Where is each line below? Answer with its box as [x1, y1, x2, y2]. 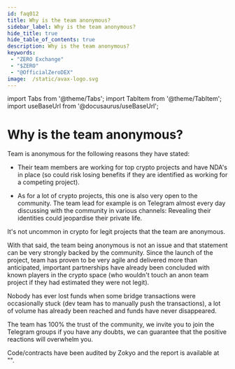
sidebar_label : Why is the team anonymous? [7, 23, 136, 30]
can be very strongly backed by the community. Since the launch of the [7, 249, 213, 257]
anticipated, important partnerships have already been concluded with [7, 263, 210, 272]
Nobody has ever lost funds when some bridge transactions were [7, 292, 196, 300]
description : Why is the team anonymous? [7, 43, 130, 50]
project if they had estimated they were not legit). [7, 278, 150, 287]
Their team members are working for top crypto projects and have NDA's [17, 163, 227, 172]
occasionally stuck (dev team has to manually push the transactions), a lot [7, 299, 221, 308]
